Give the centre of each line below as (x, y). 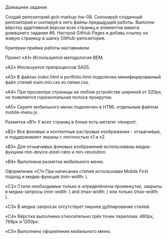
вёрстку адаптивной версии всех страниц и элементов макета (72, 27)
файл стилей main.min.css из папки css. (47, 82)
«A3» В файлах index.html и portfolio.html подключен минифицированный (83, 77)
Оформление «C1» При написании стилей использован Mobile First (77, 171)
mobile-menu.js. (22, 112)
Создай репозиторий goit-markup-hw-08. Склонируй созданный (74, 17)
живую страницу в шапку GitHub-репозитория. (55, 38)
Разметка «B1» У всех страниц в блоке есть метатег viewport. (71, 122)
